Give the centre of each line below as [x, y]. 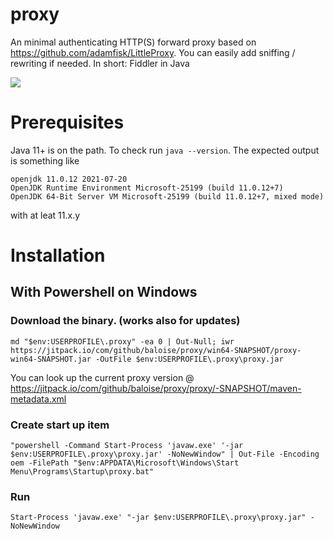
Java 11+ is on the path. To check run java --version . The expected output [165, 150]
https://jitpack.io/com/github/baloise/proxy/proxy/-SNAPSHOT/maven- [156, 388]
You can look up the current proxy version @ [102, 377]
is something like [45, 160]
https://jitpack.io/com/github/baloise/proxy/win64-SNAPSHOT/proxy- [156, 350]
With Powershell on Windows [104, 292]
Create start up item [60, 425]
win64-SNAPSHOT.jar [51, 359]
